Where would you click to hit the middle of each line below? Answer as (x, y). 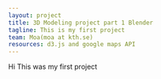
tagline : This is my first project (67, 30)
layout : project (35, 15)
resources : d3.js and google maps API (72, 45)
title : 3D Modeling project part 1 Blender (81, 23)
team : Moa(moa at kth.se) (51, 37)
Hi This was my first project (53, 66)
